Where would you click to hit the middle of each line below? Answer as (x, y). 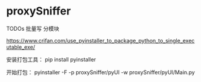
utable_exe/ (21, 47)
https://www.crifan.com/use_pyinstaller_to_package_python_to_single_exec (100, 40)
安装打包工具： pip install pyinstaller (51, 59)
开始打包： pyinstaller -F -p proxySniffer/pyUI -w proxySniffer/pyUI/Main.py (100, 72)
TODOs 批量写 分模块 (33, 28)
